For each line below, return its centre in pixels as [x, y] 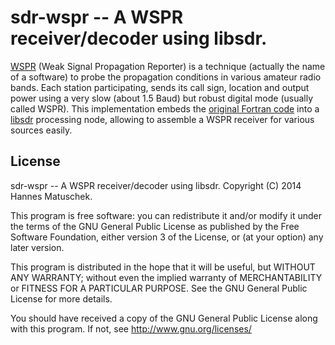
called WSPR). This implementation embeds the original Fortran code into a [165, 108]
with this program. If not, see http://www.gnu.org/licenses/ [131, 328]
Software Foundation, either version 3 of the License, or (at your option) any [167, 237]
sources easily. [41, 130]
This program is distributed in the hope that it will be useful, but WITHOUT [163, 267]
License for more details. [61, 298]
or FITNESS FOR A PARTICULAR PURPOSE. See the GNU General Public [159, 288]
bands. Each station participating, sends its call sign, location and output [160, 87]
